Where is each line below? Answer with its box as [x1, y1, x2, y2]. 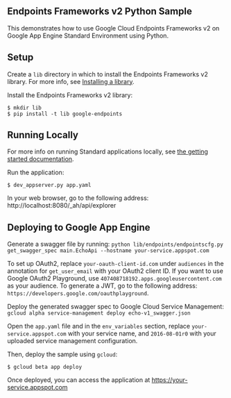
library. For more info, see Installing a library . [7, 77, 135, 85]
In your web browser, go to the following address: [7, 194, 149, 202]
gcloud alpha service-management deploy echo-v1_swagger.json [7, 310, 191, 317]
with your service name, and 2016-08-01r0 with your [67, 329, 216, 338]
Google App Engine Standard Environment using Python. [7, 31, 169, 40]
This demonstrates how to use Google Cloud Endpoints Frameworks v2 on [7, 24, 220, 32]
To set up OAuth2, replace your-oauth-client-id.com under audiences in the [7, 260, 224, 268]
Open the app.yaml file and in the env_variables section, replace [7, 322, 191, 331]
